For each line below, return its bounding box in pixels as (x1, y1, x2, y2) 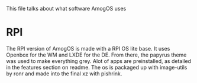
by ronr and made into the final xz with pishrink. (6, 70, 122, 77)
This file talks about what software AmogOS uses (6, 5, 127, 12)
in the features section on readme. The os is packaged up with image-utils (6, 64, 188, 71)
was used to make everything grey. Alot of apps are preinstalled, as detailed (6, 57, 191, 64)
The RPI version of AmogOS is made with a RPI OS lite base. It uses (6, 45, 170, 52)
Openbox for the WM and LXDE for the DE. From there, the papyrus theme (6, 51, 187, 58)
